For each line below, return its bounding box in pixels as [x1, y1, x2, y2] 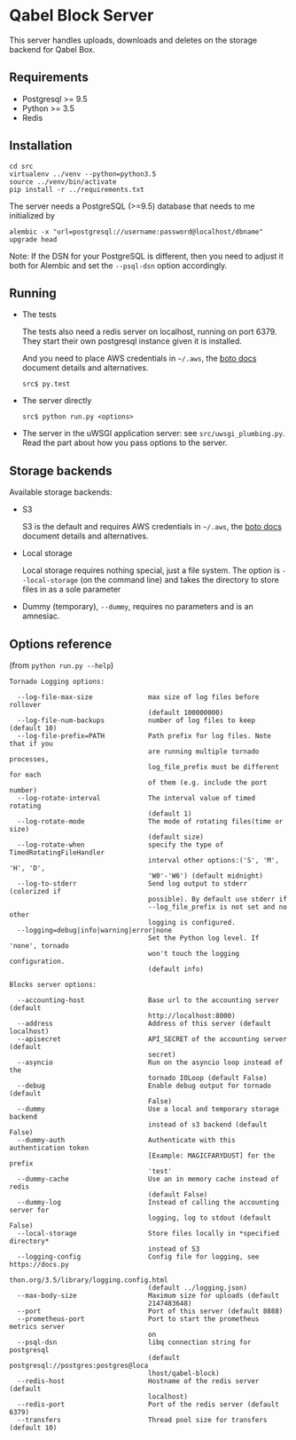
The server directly [21, 395, 92, 406]
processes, [9, 755, 50, 764]
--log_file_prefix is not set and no [147, 903, 288, 911]
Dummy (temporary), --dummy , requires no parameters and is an [21, 601, 254, 612]
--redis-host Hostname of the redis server [17, 1377, 260, 1386]
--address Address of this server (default [17, 1019, 272, 1028]
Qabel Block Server [9, 5, 154, 26]
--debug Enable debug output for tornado [17, 1081, 272, 1090]
